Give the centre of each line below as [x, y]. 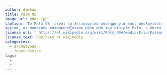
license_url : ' [21, 33]
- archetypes [23, 46]
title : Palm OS [21, 14]
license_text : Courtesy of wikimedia [44, 37]
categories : [17, 42]
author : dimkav [21, 10]
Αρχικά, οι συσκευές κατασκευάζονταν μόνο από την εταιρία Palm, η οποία [83, 28]
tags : [11, 56]
